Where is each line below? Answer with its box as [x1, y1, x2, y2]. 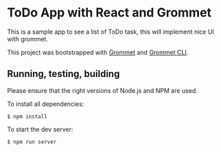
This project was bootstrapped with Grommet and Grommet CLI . [7, 48, 189, 56]
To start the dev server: [7, 125, 73, 133]
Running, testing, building [7, 68, 120, 80]
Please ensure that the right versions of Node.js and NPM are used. [7, 86, 198, 94]
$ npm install [7, 113, 48, 120]
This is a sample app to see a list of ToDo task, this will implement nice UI [7, 28, 214, 36]
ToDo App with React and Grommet [7, 5, 211, 21]
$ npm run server [7, 138, 57, 145]
